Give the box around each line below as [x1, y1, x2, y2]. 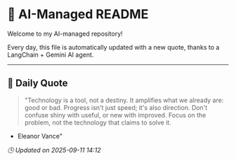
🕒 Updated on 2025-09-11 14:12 [7, 146, 101, 154]
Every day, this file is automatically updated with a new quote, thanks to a [7, 43, 220, 51]
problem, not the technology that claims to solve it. [24, 118, 172, 127]
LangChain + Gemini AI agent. [7, 50, 94, 59]
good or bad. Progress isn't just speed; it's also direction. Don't [24, 103, 208, 111]
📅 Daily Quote [7, 77, 68, 90]
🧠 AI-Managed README [7, 6, 149, 22]
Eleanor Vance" [17, 132, 63, 140]
